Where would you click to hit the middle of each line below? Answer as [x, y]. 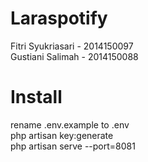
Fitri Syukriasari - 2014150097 [72, 46]
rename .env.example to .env [70, 124]
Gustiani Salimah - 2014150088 [74, 56]
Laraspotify [59, 18]
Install [36, 97]
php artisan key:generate [62, 135]
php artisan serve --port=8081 [73, 146]
